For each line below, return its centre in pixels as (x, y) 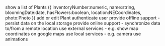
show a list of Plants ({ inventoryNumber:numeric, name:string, (70, 7)
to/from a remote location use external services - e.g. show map (72, 28)
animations (17, 39)
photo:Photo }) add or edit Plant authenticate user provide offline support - (82, 18)
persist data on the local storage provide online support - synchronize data (83, 23)
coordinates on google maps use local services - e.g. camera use (73, 34)
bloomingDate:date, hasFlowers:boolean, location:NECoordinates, (73, 12)
